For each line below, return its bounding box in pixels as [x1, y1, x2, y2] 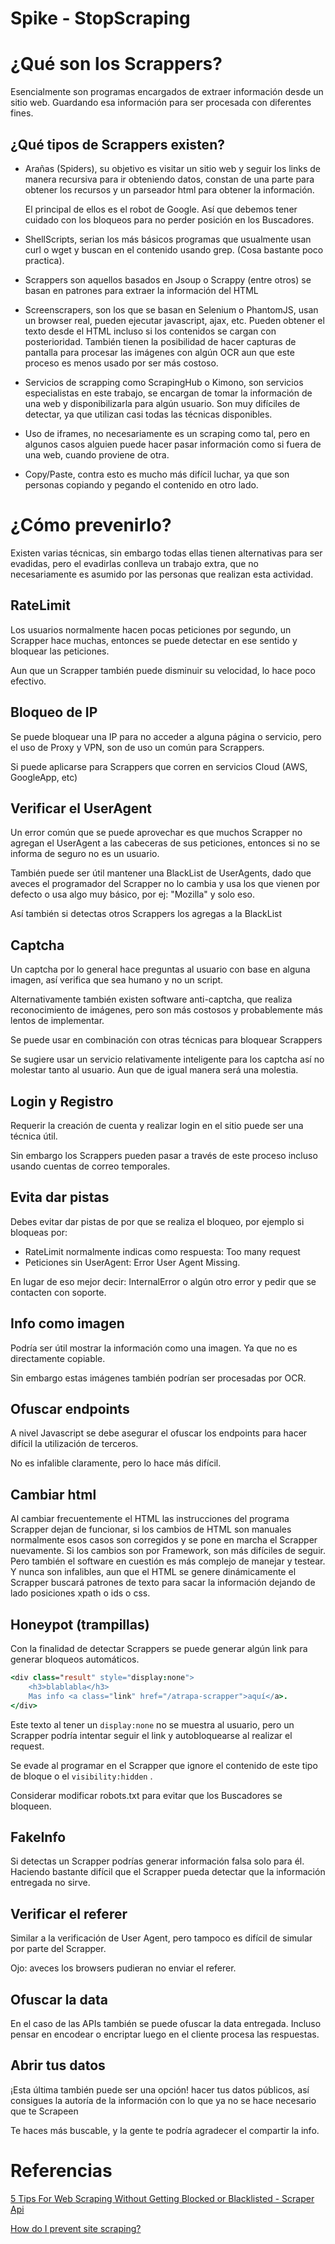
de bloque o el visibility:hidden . [10, 1770, 153, 1782]
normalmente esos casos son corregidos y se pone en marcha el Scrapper [10, 1534, 318, 1546]
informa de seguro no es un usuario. [10, 848, 160, 860]
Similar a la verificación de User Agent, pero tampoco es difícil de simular [10, 1932, 313, 1944]
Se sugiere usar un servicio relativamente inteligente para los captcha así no [10, 1053, 325, 1066]
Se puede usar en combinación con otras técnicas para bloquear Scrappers [10, 1034, 323, 1046]
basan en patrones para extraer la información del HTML [24, 284, 259, 296]
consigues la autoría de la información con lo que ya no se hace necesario [10, 2094, 317, 2106]
